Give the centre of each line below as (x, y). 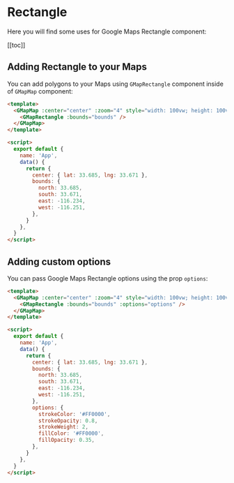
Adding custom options (59, 261)
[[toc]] (16, 45)
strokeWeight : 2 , (63, 427)
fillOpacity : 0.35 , (67, 440)
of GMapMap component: (40, 91)
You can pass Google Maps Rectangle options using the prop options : (108, 278)
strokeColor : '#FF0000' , (74, 414)
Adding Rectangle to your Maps (77, 67)
